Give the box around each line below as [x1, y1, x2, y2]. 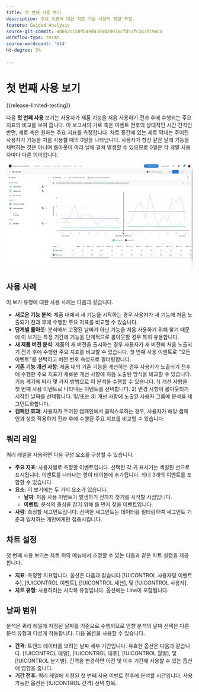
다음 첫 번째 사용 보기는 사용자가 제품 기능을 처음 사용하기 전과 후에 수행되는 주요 [6, 113, 192, 121]
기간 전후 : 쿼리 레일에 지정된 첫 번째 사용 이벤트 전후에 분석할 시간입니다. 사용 [14, 672, 193, 680]
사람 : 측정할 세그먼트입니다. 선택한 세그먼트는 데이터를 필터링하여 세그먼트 [14, 508, 186, 515]
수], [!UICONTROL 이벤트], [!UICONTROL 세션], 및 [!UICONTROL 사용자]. [14, 579, 188, 586]
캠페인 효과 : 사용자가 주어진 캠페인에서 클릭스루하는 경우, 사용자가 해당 [14, 407, 178, 415]
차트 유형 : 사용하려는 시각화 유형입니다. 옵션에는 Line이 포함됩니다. [14, 586, 169, 593]
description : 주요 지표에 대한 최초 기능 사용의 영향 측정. [6, 15, 135, 22]
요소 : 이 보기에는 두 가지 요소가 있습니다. [14, 486, 108, 493]
